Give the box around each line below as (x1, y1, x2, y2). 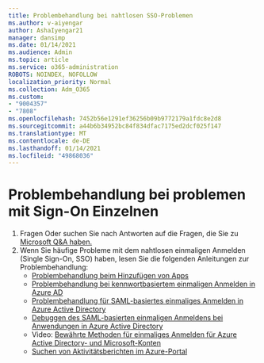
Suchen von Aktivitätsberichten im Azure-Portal (31, 346, 188, 357)
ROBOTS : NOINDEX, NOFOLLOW (8, 71, 98, 78)
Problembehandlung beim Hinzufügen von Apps (31, 271, 189, 281)
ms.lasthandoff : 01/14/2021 (8, 144, 101, 152)
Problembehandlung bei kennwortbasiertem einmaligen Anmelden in (31, 279, 256, 289)
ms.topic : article (8, 56, 69, 64)
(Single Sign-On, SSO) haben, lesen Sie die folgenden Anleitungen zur (19, 254, 250, 264)
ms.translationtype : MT (8, 129, 87, 137)
